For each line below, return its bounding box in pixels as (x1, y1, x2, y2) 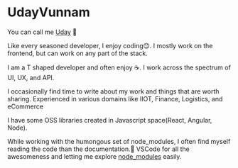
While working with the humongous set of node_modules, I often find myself (7, 137, 231, 145)
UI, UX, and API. (7, 73, 55, 82)
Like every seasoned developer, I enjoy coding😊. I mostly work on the (7, 41, 213, 50)
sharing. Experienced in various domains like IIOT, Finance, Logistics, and (7, 94, 223, 103)
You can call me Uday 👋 (7, 28, 77, 36)
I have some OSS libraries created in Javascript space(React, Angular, (7, 116, 212, 124)
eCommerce (7, 102, 44, 111)
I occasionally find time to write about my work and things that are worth (7, 86, 220, 96)
